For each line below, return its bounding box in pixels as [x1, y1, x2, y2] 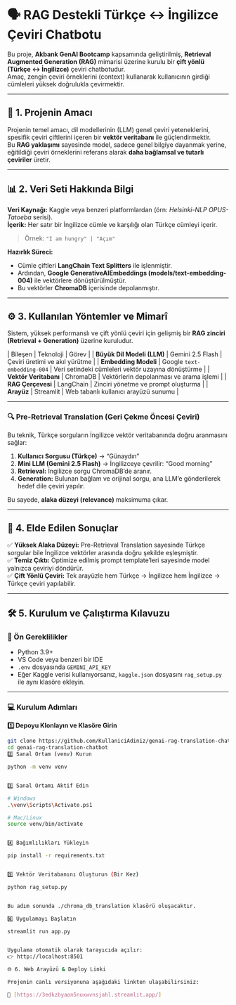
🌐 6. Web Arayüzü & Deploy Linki [7, 966, 107, 973]
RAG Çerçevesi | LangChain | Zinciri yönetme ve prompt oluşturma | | [7, 380, 209, 389]
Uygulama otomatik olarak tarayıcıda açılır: [7, 947, 143, 954]
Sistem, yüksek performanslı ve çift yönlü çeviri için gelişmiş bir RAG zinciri [7, 329, 226, 337]
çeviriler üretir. [7, 155, 51, 164]
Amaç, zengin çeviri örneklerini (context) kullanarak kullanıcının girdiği [7, 72, 211, 81]
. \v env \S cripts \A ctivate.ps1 [7, 801, 93, 808]
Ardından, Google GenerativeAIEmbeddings [17, 268, 147, 277]
